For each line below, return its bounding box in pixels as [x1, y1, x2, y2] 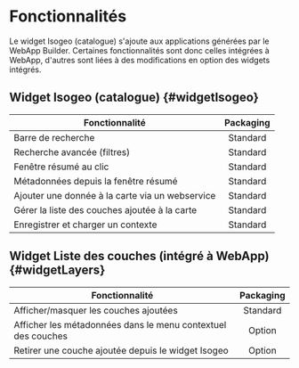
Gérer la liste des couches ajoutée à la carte [13, 203, 198, 216]
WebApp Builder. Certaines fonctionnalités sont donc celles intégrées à [9, 45, 270, 55]
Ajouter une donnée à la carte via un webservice [13, 189, 216, 201]
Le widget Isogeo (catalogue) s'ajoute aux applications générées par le [9, 36, 270, 46]
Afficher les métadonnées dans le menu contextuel [13, 318, 227, 331]
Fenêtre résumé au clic [13, 160, 109, 173]
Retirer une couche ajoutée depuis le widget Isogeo [13, 344, 229, 356]
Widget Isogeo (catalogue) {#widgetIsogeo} [9, 90, 260, 105]
